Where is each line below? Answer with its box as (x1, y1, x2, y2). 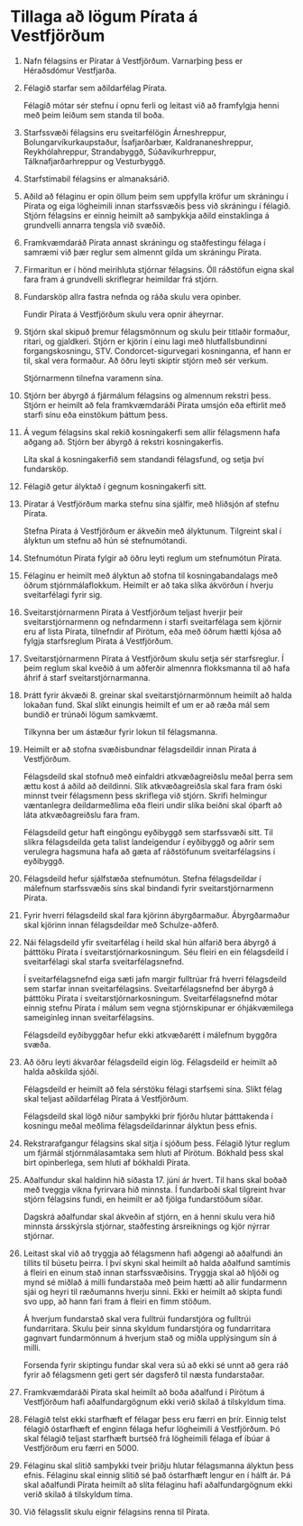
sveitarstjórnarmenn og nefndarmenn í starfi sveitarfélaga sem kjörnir (23, 616, 282, 627)
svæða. (23, 1038, 52, 1049)
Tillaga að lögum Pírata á (10, 6, 198, 27)
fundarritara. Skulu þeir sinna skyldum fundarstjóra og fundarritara (23, 1323, 271, 1334)
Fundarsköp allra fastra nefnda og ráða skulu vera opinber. (23, 291, 242, 302)
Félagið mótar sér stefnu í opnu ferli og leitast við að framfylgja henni (23, 99, 280, 110)
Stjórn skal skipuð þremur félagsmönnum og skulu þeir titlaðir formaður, (23, 326, 290, 337)
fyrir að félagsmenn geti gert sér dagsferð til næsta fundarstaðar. (23, 1369, 265, 1380)
